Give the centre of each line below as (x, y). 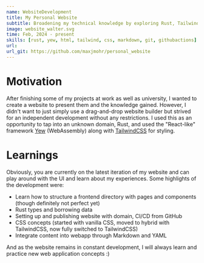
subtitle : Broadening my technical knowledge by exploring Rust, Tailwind (103, 23)
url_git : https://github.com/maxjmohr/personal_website (78, 52)
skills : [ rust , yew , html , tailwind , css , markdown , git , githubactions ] (102, 40)
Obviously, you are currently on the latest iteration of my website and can (98, 172)
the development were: (35, 185)
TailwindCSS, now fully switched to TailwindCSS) (76, 229)
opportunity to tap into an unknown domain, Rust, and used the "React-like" (101, 124)
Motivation (34, 81)
